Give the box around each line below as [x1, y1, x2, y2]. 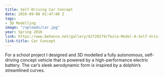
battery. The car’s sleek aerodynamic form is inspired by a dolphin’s [5, 62, 141, 68]
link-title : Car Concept [5, 39, 56, 44]
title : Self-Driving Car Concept [5, 7, 73, 12]
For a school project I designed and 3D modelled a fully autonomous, [5, 52, 144, 58]
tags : [5, 16, 16, 21]
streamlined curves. [5, 67, 45, 73]
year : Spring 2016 [5, 30, 42, 34]
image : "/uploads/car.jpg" [5, 25, 60, 30]
